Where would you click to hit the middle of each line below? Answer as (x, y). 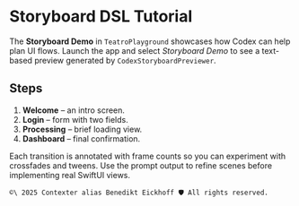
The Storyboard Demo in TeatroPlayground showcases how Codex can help (150, 41)
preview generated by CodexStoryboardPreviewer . (126, 60)
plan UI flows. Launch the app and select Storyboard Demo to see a (135, 50)
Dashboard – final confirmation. (81, 138)
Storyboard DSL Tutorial (101, 17)
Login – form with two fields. (75, 119)
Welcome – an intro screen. (74, 110)
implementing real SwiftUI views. (70, 175)
